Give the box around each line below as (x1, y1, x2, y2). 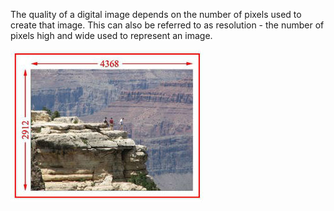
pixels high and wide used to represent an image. (10, 30, 213, 41)
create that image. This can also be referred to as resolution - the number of (10, 19, 325, 31)
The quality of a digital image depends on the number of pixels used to (10, 9, 302, 20)
